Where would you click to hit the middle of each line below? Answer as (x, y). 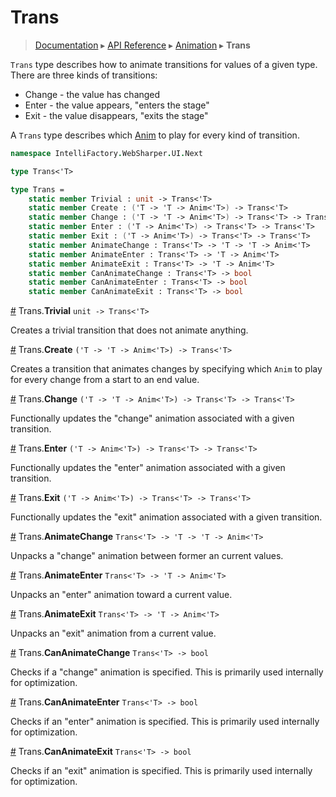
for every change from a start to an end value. (105, 380)
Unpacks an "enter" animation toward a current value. (121, 595)
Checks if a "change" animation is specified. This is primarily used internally (167, 672)
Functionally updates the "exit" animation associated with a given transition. (166, 517)
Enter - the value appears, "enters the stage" (117, 105)
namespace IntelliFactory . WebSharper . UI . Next (106, 153)
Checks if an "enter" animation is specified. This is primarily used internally (165, 722)
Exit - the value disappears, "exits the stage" (116, 115)
